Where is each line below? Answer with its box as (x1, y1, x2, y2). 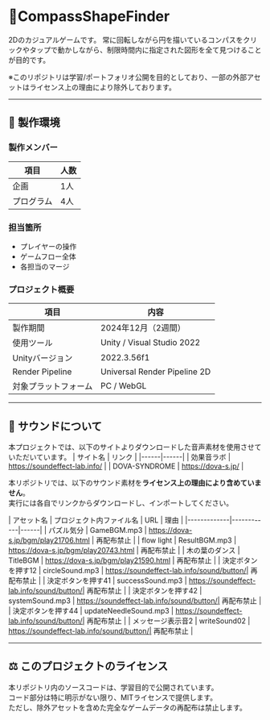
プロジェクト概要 (8, 284, 75, 295)
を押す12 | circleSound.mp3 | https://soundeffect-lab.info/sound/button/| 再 (8, 566, 259, 576)
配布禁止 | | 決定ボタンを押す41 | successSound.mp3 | (8, 576, 187, 585)
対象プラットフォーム (12, 381, 93, 392)
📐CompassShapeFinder (8, 7, 170, 26)
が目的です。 (8, 55, 51, 65)
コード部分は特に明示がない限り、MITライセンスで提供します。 (8, 693, 218, 702)
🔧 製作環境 (8, 116, 60, 130)
